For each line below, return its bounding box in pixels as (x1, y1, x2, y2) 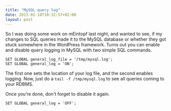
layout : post (5, 17, 33, 22)
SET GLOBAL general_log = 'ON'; (5, 62, 74, 67)
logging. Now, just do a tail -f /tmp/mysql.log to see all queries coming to (5, 76, 164, 82)
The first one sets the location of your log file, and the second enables (5, 70, 153, 76)
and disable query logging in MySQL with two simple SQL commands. (5, 47, 152, 53)
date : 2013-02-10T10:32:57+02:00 (5, 12, 77, 17)
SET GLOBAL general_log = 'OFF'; (5, 101, 77, 106)
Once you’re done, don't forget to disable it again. (5, 91, 110, 97)
